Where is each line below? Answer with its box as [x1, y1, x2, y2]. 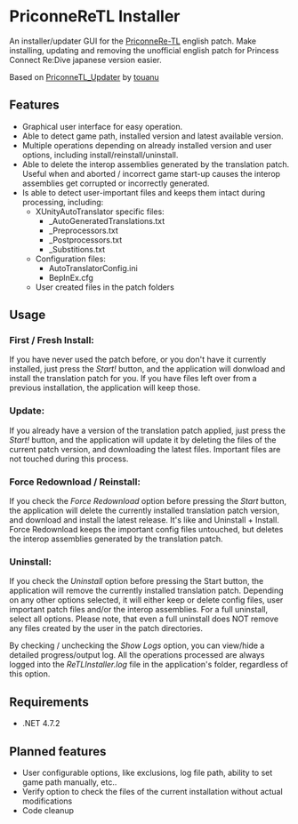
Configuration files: [35, 253, 107, 264]
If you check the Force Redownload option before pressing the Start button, [9, 496, 287, 507]
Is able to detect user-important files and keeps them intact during [21, 187, 265, 197]
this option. [9, 668, 51, 679]
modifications [21, 796, 73, 806]
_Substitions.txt [48, 244, 106, 254]
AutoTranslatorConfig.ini [48, 262, 138, 273]
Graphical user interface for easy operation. [21, 121, 183, 132]
